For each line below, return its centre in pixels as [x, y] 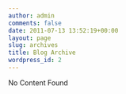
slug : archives [33, 45]
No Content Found [38, 82]
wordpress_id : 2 [35, 61]
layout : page [30, 38]
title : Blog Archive [42, 53]
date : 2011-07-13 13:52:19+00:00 [63, 30]
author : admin [32, 16]
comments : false [35, 23]
